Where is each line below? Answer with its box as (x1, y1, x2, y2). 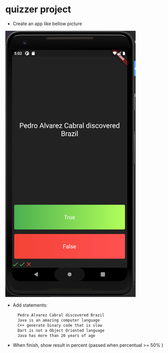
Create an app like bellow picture (12, 20, 83, 27)
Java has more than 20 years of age (17, 333, 95, 338)
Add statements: (12, 302, 47, 308)
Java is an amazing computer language (17, 318, 100, 323)
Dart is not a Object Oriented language (17, 328, 105, 333)
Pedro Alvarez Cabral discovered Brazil (17, 313, 105, 318)
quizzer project (5, 4, 71, 15)
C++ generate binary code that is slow (17, 323, 102, 328)
